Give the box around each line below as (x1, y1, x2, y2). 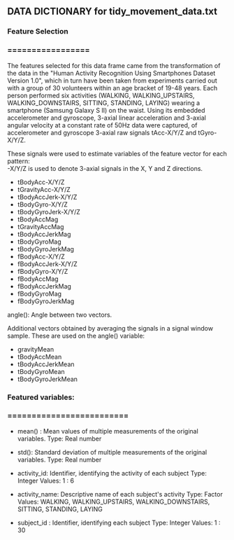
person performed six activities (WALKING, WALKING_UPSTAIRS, (7, 91, 195, 99)
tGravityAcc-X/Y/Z (17, 185, 71, 193)
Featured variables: (7, 392, 75, 402)
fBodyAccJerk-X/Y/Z (17, 259, 78, 268)
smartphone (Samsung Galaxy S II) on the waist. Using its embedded (7, 106, 205, 114)
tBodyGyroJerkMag (17, 244, 75, 253)
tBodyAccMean (17, 352, 62, 361)
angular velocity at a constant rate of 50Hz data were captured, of (7, 120, 198, 129)
